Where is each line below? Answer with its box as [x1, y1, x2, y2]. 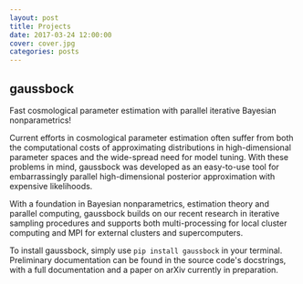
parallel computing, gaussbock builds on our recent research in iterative [9, 208, 280, 218]
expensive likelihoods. [9, 180, 93, 191]
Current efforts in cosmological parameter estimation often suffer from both [9, 132, 294, 143]
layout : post [9, 13, 59, 23]
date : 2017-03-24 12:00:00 [9, 30, 112, 39]
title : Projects [9, 22, 71, 31]
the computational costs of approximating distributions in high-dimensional [9, 142, 292, 153]
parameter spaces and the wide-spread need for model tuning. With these [9, 151, 289, 162]
